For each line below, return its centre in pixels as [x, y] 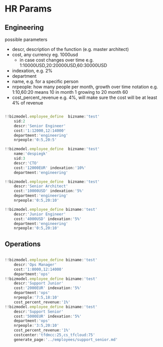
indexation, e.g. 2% [32, 71]
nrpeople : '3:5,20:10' [36, 326]
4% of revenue [28, 103]
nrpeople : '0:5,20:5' [35, 140]
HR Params [28, 9]
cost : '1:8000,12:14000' [39, 269]
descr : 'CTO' [26, 163]
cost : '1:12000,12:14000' [40, 131]
